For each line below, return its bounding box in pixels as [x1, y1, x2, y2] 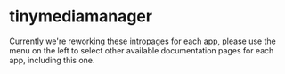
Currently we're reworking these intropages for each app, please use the [9, 36, 276, 46]
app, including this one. [9, 54, 95, 65]
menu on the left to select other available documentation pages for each [9, 45, 274, 55]
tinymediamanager [9, 6, 153, 27]
